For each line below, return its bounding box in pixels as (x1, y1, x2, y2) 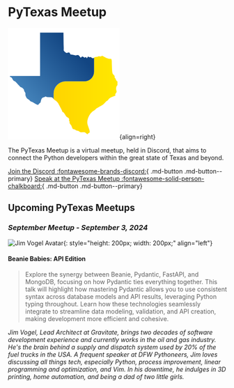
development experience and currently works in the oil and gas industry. (8, 335, 217, 343)
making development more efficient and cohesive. (24, 314, 169, 323)
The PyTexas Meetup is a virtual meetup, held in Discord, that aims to (8, 146, 207, 154)
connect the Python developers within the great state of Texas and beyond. (8, 153, 224, 162)
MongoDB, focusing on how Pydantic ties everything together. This (24, 277, 218, 286)
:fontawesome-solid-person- (121, 174, 205, 183)
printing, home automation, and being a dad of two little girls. (8, 372, 185, 380)
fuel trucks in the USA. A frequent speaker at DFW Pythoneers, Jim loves (8, 350, 218, 359)
